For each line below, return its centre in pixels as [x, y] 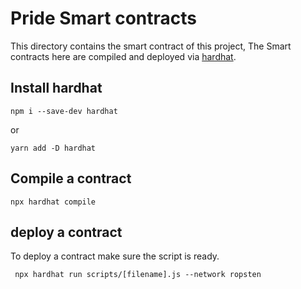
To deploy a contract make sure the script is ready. [115, 256]
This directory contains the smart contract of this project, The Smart [151, 46]
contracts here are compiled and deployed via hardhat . [123, 56]
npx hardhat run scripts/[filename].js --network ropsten [138, 275]
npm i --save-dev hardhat [64, 111]
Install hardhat [56, 88]
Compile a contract [71, 178]
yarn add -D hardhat [53, 148]
